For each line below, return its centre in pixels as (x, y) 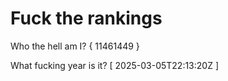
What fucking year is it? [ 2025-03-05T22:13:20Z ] (115, 65)
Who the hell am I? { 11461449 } (75, 46)
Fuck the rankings (86, 18)
